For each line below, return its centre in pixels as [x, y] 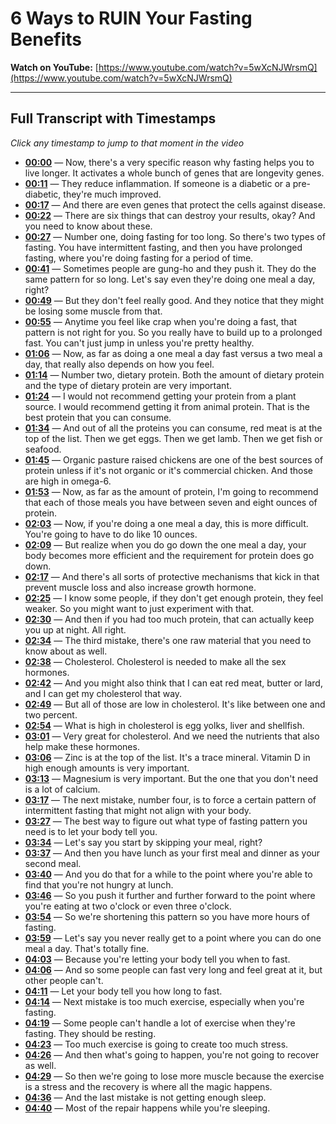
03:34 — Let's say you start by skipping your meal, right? [143, 842]
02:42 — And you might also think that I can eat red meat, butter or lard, [173, 683]
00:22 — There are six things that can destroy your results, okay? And [170, 215]
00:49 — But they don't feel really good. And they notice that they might [174, 300]
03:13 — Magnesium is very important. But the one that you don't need [171, 778]
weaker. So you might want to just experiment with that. [139, 608]
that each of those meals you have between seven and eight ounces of [171, 502]
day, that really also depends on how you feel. [119, 364]
